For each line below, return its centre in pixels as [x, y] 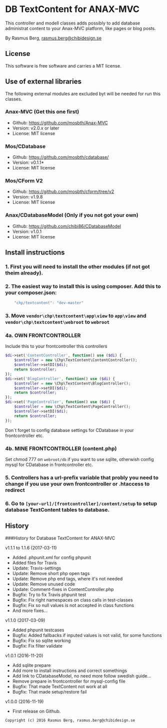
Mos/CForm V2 [24, 181]
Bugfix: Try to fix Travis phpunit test [49, 594]
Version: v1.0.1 [27, 231]
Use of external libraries [43, 82]
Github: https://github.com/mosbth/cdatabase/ [60, 157]
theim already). [24, 273]
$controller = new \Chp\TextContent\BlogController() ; [72, 383]
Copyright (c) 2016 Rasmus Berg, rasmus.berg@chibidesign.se [70, 720]
